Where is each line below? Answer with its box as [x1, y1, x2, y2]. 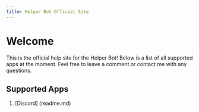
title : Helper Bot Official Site [6, 8, 89, 15]
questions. [6, 67, 32, 74]
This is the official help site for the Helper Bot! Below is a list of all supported [6, 54, 193, 61]
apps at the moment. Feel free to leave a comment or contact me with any [6, 60, 187, 67]
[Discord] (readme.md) [14, 99, 71, 107]
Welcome [6, 34, 54, 48]
